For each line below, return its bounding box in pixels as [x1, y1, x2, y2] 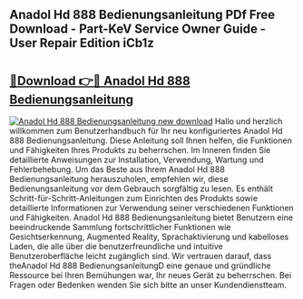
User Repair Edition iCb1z [9, 35, 154, 51]
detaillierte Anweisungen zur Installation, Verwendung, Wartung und [9, 154, 265, 165]
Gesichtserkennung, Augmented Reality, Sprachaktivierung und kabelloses [9, 231, 289, 242]
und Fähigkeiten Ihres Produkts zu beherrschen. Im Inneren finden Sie [9, 145, 271, 155]
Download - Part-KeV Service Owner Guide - [9, 22, 266, 37]
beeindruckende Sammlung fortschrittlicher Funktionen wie [9, 222, 231, 232]
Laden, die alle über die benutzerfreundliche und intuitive [9, 241, 224, 252]
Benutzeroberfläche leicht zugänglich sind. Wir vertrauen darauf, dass [9, 251, 272, 261]
